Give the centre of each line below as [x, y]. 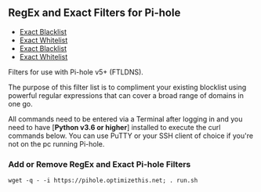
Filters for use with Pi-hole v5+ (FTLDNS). [76, 72]
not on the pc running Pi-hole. [56, 143]
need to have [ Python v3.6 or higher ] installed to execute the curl [114, 127]
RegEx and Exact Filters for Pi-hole [94, 13]
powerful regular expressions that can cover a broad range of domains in [126, 95]
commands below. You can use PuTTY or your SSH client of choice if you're [130, 136]
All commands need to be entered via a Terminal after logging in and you [125, 119]
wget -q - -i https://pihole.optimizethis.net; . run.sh [103, 181]
